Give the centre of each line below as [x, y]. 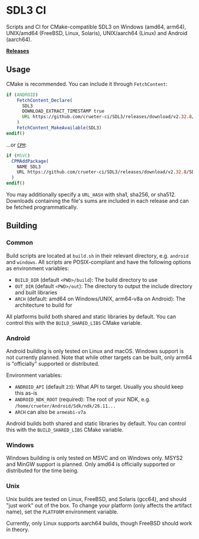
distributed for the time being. [42, 471]
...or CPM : [17, 145]
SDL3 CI [26, 10]
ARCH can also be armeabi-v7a [50, 412]
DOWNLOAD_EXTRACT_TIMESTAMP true [63, 111]
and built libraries [36, 292]
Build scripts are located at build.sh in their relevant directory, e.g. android [97, 255]
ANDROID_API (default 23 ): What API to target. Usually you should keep [99, 386]
